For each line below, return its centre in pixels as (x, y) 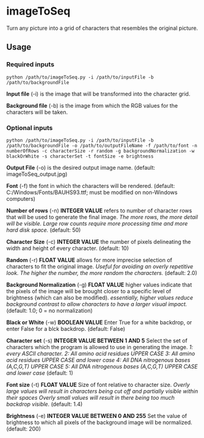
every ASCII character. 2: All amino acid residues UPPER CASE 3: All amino (101, 353)
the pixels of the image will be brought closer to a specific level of (89, 291)
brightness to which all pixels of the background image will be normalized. (100, 422)
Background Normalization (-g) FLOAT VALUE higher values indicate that (99, 285)
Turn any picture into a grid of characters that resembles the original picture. (102, 28)
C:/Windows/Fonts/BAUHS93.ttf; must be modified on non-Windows (92, 192)
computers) (21, 198)
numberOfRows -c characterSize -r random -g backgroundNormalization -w (100, 151)
